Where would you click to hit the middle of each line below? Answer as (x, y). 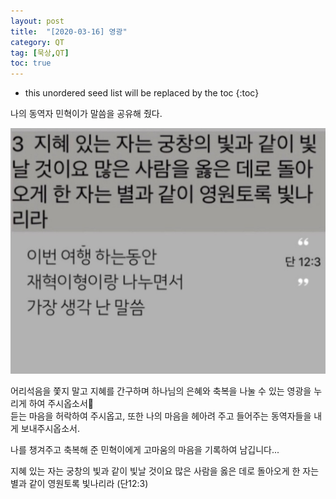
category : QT (37, 42)
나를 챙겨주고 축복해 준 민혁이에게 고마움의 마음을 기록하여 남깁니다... (145, 450)
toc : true (31, 63)
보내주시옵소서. (50, 429)
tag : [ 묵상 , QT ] (40, 53)
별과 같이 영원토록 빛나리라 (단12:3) (79, 484)
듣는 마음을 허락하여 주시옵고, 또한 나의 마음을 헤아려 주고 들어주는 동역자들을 (161, 416)
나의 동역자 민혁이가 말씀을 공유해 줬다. (86, 114)
